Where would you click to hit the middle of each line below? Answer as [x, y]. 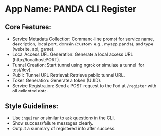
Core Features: [28, 27]
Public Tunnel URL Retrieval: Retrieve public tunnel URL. [69, 75]
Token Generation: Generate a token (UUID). [57, 80]
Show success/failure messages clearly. [53, 123]
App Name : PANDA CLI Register [71, 9]
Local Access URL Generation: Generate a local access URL [72, 54]
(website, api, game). [33, 49]
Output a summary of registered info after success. [64, 128]
